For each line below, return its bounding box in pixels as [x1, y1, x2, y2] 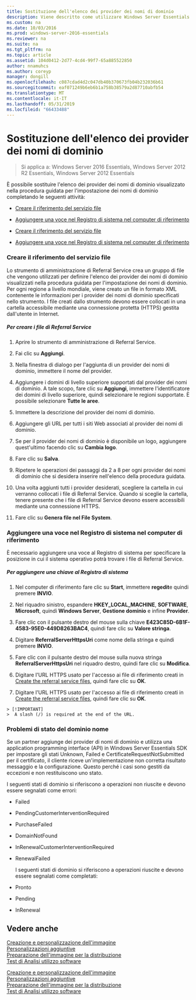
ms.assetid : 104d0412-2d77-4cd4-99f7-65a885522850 [6, 57, 132, 63]
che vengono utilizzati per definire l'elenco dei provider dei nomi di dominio [6, 273, 188, 280]
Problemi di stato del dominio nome [6, 725, 109, 733]
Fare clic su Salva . [15, 455, 60, 462]
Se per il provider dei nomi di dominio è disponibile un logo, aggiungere [15, 437, 187, 445]
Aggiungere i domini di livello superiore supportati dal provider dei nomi [15, 379, 187, 386]
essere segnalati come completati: [15, 872, 98, 879]
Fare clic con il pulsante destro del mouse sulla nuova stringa [15, 654, 162, 661]
